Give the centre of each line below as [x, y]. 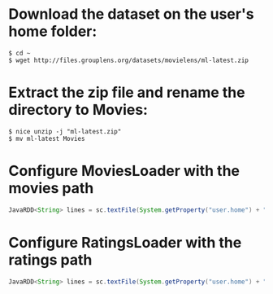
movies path [51, 189]
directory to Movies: [78, 110]
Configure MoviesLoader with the [124, 171]
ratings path [50, 259]
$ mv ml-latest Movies [47, 138]
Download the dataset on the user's [131, 14]
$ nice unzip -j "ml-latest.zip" [65, 131]
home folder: [53, 31]
